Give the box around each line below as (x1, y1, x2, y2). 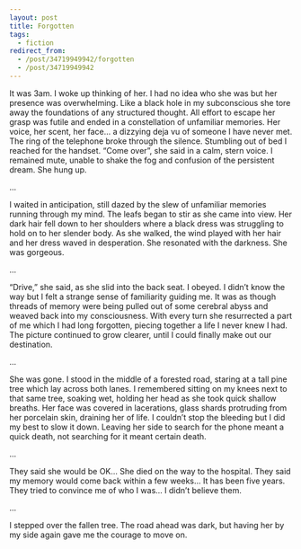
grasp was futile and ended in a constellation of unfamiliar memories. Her (9, 116, 281, 127)
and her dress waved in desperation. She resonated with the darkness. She (9, 237, 288, 248)
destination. (9, 339, 53, 350)
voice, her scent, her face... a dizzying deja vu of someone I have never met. (9, 126, 293, 137)
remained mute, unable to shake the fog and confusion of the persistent (9, 155, 275, 165)
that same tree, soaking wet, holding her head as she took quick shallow (9, 393, 277, 403)
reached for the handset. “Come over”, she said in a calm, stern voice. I (9, 145, 273, 155)
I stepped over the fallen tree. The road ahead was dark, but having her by (9, 519, 285, 530)
